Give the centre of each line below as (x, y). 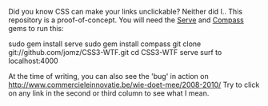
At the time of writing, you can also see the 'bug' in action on (109, 76)
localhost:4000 (33, 61)
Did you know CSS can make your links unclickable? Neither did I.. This (125, 12)
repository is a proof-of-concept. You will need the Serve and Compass (126, 20)
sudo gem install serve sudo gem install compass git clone (105, 44)
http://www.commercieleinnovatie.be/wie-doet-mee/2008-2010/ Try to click (134, 84)
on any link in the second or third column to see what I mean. (109, 93)
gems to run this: (36, 28)
